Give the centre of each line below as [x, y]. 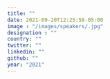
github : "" [23, 58]
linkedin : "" [26, 52]
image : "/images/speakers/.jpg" [55, 26]
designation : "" [32, 33]
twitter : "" [24, 45]
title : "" [21, 13]
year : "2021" [26, 65]
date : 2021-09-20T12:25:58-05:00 [55, 20]
